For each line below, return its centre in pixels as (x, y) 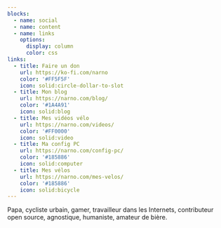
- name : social (36, 20)
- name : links (34, 33)
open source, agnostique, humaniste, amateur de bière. (87, 217)
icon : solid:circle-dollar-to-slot (72, 86)
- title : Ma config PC (47, 145)
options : (33, 40)
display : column (49, 46)
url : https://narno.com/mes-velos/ (72, 177)
